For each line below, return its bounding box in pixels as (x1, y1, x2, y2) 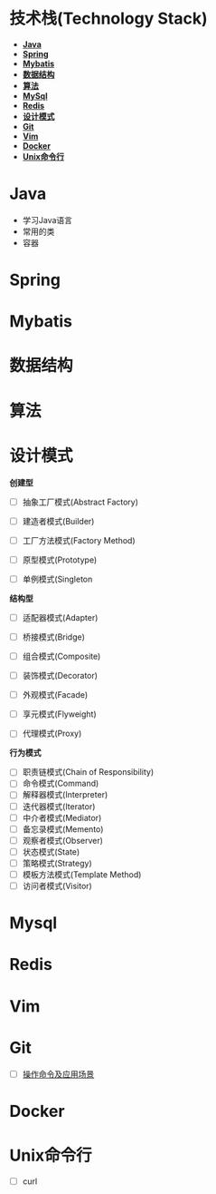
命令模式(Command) (22, 778, 99, 789)
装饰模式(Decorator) (22, 670, 98, 681)
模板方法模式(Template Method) (22, 868, 142, 880)
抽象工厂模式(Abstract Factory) (22, 496, 138, 507)
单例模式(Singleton (22, 573, 93, 584)
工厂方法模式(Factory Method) (22, 534, 136, 545)
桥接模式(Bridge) (22, 631, 86, 642)
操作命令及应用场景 (22, 1068, 95, 1080)
